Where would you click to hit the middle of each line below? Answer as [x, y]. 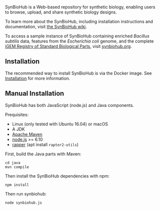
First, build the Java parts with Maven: [43, 154]
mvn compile [17, 167]
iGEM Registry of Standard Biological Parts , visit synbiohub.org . [69, 46]
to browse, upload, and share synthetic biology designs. [61, 12]
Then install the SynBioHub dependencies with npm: [57, 176]
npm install [17, 185]
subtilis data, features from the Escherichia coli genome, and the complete [80, 41]
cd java [13, 163]
